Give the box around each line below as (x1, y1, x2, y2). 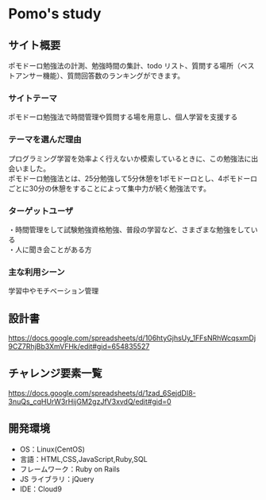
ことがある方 (49, 244, 92, 254)
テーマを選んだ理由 (8, 134, 82, 145)
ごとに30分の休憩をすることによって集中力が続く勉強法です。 (8, 184, 210, 193)
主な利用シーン (8, 266, 65, 277)
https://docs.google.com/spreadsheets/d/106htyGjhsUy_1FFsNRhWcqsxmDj (8, 333, 256, 343)
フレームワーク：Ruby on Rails (19, 464, 121, 474)
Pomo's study (8, 5, 102, 23)
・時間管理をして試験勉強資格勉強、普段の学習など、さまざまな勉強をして (8, 224, 252, 234)
